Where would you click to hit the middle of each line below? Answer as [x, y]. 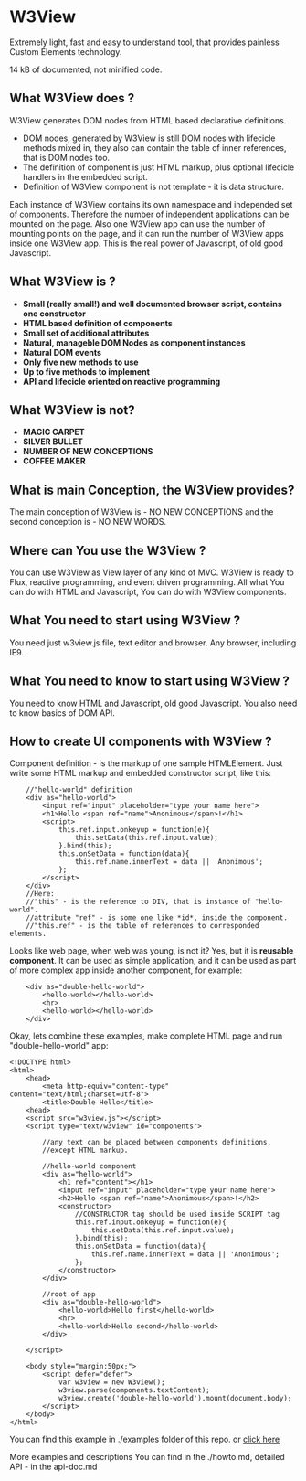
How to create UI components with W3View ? [141, 742]
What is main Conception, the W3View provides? [152, 490]
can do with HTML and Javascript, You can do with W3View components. [148, 592]
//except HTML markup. [85, 1151]
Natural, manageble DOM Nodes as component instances [134, 342]
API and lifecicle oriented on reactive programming [121, 381]
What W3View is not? [72, 410]
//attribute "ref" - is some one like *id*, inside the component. [157, 918]
